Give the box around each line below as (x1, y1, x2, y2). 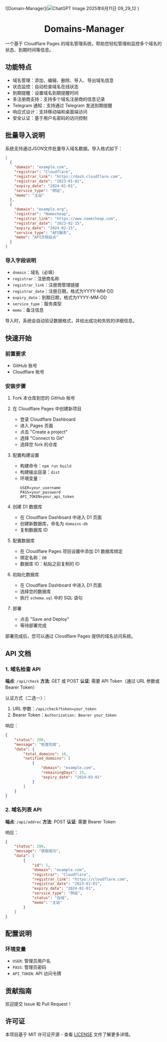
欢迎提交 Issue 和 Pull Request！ (5, 1001, 72, 1007)
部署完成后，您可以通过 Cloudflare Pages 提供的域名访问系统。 (5, 633, 136, 639)
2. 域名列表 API (5, 806, 42, 813)
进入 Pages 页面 (20, 423, 54, 429)
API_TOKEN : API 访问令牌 (12, 971, 62, 977)
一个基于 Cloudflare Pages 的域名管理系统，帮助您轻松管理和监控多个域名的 (5, 40, 162, 46)
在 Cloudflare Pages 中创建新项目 (12, 406, 82, 412)
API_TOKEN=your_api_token (20, 494, 74, 500)
